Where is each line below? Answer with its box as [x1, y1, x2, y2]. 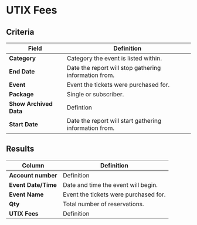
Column [22, 161, 45, 169]
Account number [9, 171, 57, 179]
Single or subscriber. [66, 90, 124, 98]
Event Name [9, 190, 44, 199]
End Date [9, 68, 35, 75]
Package [9, 90, 34, 98]
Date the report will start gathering [66, 117, 162, 125]
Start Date [9, 120, 38, 128]
